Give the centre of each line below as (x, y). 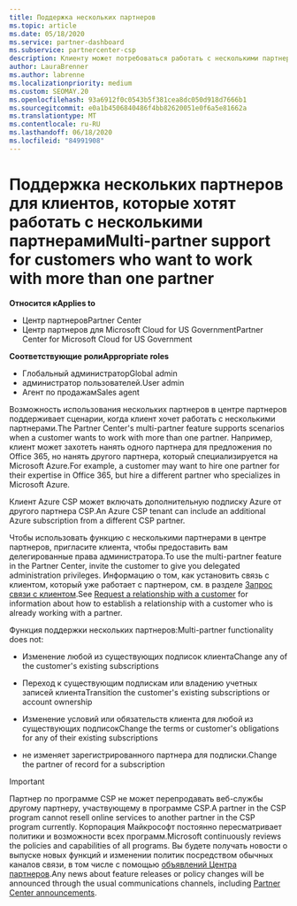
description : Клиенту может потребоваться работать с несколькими (134, 58)
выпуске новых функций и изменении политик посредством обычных (141, 855)
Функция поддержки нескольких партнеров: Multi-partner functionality (141, 630)
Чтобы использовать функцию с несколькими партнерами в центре (138, 537)
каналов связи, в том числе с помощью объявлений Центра (123, 864)
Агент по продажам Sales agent (80, 392)
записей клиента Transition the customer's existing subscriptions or (146, 692)
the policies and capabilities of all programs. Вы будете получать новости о (148, 845)
